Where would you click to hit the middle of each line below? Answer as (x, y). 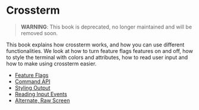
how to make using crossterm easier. (52, 64)
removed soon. (39, 33)
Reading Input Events (41, 94)
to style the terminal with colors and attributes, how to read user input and (97, 57)
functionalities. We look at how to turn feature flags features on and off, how (100, 51)
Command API (32, 81)
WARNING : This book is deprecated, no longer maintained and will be (106, 27)
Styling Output (32, 87)
